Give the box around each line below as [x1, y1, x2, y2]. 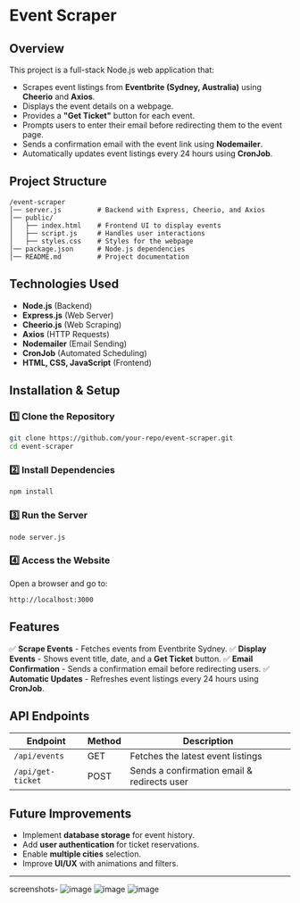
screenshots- [9, 884, 59, 895]
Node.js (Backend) [21, 300, 93, 311]
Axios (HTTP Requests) [21, 328, 110, 339]
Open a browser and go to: [9, 577, 108, 589]
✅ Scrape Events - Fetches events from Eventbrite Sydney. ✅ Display [9, 643, 267, 654]
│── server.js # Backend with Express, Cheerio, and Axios [9, 205, 266, 214]
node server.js [9, 533, 66, 542]
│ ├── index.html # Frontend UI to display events [9, 220, 221, 230]
